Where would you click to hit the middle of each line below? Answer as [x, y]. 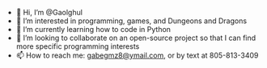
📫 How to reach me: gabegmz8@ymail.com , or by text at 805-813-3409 [137, 55]
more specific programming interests [78, 46]
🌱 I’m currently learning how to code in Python [93, 29]
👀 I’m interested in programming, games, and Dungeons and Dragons [131, 21]
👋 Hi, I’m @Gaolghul [49, 12]
